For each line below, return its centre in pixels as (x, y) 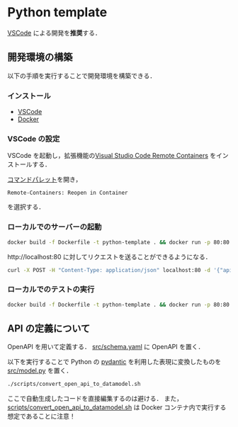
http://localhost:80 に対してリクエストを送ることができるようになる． (109, 256)
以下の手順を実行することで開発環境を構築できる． (82, 76)
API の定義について (49, 328)
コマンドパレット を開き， (45, 180)
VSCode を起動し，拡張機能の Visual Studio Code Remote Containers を (112, 156)
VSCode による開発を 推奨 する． (54, 33)
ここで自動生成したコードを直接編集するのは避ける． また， (95, 399)
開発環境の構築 (40, 57)
